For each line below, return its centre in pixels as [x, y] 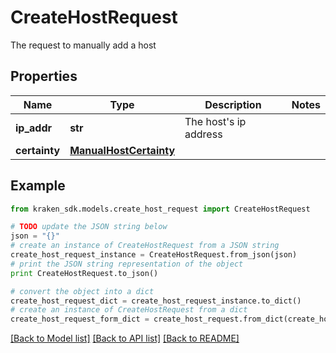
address [203, 134]
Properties [44, 76]
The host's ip [215, 121]
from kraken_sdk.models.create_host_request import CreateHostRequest [160, 209]
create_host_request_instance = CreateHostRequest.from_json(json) [154, 255]
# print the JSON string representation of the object [127, 264]
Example [38, 186]
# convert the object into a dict [82, 291]
